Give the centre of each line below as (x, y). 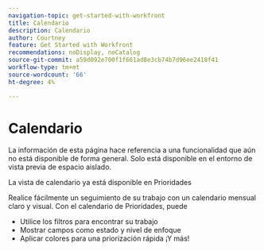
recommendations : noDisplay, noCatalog (74, 52)
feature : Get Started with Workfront (71, 45)
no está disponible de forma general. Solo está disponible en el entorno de (130, 159)
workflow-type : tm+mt (44, 68)
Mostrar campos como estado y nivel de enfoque (100, 230)
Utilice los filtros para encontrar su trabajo (89, 222)
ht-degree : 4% (32, 82)
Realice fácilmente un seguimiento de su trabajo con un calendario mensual (132, 198)
